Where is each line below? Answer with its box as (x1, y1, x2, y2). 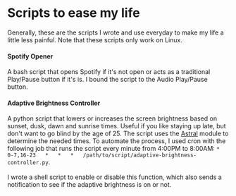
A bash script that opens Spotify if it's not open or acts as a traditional (7, 68, 211, 76)
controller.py (7, 159, 49, 166)
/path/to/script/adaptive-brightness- (82, 152, 197, 159)
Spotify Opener (7, 51, 54, 61)
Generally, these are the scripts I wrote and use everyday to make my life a (7, 28, 224, 37)
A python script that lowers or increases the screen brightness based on (7, 114, 217, 123)
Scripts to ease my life (7, 5, 140, 21)
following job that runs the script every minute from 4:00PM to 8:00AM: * (7, 145, 220, 153)
